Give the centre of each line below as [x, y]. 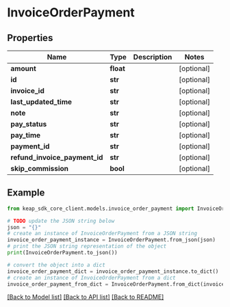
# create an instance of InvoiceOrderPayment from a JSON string [102, 234]
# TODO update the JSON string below [61, 221]
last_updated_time [41, 102]
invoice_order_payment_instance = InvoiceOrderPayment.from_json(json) [111, 240]
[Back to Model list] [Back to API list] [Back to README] [86, 297]
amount [23, 68]
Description [153, 57]
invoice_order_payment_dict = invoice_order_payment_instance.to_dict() [113, 271]
